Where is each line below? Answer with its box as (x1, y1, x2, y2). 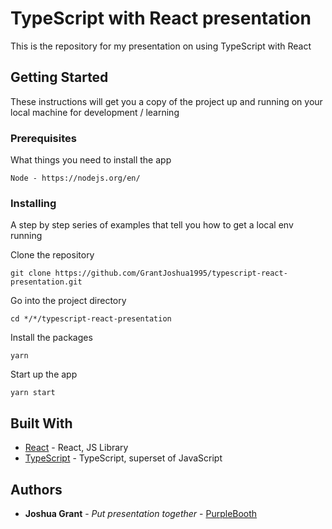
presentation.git (10, 277, 83, 287)
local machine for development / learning (10, 106, 180, 118)
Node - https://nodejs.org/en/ (10, 173, 141, 184)
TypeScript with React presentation (10, 7, 312, 30)
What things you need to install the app (10, 154, 172, 166)
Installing (10, 196, 57, 210)
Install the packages (10, 332, 93, 344)
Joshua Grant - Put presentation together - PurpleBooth (24, 507, 258, 519)
